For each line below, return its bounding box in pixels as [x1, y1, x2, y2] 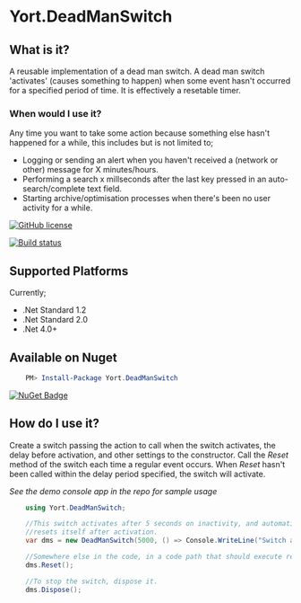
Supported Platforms [9, 263, 129, 279]
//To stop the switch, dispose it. [25, 577, 159, 586]
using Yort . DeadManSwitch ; [25, 503, 126, 512]
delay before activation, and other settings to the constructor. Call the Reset [9, 449, 289, 460]
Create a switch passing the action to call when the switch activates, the [9, 439, 276, 450]
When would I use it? [9, 107, 102, 120]
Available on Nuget [9, 350, 118, 365]
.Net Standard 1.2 [21, 305, 87, 315]
